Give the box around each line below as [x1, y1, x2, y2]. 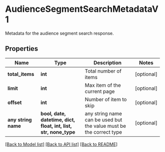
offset [7, 99, 22, 106]
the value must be [84, 122, 126, 129]
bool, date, [40, 110, 66, 117]
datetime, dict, [40, 116, 75, 123]
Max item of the [84, 81, 121, 88]
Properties [5, 44, 38, 53]
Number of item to [84, 96, 127, 103]
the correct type [84, 128, 122, 135]
